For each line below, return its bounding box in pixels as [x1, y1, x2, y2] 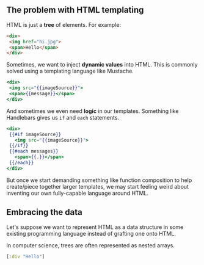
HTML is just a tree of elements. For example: [6, 21, 121, 28]
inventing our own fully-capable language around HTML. [6, 189, 148, 197]
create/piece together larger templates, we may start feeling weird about [6, 183, 189, 190]
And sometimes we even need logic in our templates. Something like [6, 107, 179, 115]
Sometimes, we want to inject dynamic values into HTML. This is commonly [6, 61, 198, 68]
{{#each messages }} [9, 148, 59, 154]
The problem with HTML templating [6, 5, 144, 15]
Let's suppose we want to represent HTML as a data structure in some [6, 223, 184, 231]
